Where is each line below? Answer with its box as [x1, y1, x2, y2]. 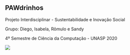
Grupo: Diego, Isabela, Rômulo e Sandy [5, 26, 84, 32]
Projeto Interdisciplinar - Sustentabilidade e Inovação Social [5, 16, 126, 22]
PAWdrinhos [5, 4, 44, 12]
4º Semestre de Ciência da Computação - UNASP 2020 [5, 35, 117, 41]
